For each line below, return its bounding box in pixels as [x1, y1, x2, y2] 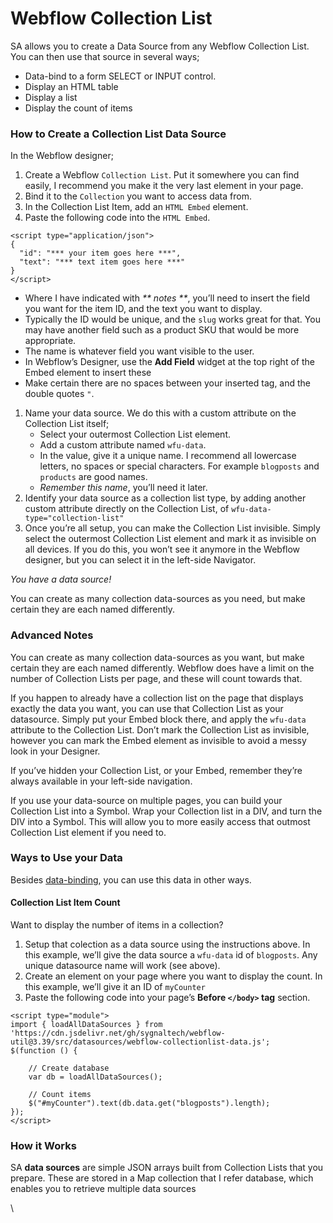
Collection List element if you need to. [10, 826, 167, 838]
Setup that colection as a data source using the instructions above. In [24, 938, 311, 951]
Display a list [24, 91, 78, 103]
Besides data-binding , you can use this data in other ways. [10, 873, 252, 886]
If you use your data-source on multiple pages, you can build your [10, 794, 283, 806]
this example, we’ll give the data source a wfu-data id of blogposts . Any [24, 949, 318, 961]
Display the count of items [24, 102, 133, 114]
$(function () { [10, 1046, 78, 1056]
